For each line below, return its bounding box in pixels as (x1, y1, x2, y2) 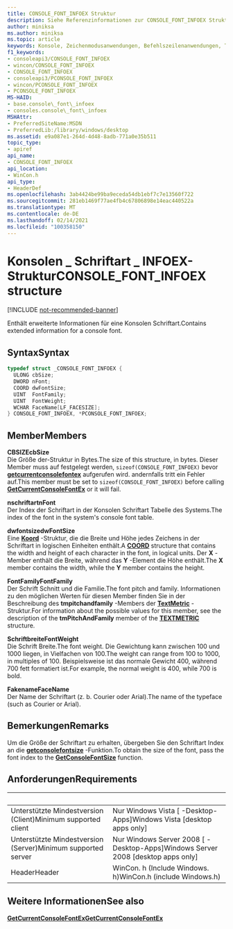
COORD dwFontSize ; (13, 384, 67, 391)
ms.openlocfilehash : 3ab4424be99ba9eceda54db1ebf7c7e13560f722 (7, 191, 194, 198)
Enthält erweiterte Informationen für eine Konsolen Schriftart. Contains (7, 319, 207, 327)
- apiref (7, 146, 33, 153)
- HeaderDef (7, 185, 42, 192)
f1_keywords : (7, 49, 45, 56)
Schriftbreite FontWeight (7, 635, 79, 643)
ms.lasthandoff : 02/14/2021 (7, 217, 89, 224)
